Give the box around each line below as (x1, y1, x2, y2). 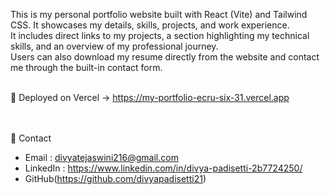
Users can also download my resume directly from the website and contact (10, 51, 320, 63)
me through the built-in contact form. (10, 62, 163, 73)
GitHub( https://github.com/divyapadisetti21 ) (24, 173, 207, 184)
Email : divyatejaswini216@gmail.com (24, 152, 179, 163)
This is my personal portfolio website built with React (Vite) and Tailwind (10, 9, 308, 20)
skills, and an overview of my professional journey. (10, 40, 219, 52)
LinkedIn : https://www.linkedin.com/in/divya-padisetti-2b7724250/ (24, 162, 303, 174)
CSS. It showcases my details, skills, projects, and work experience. (10, 19, 290, 31)
